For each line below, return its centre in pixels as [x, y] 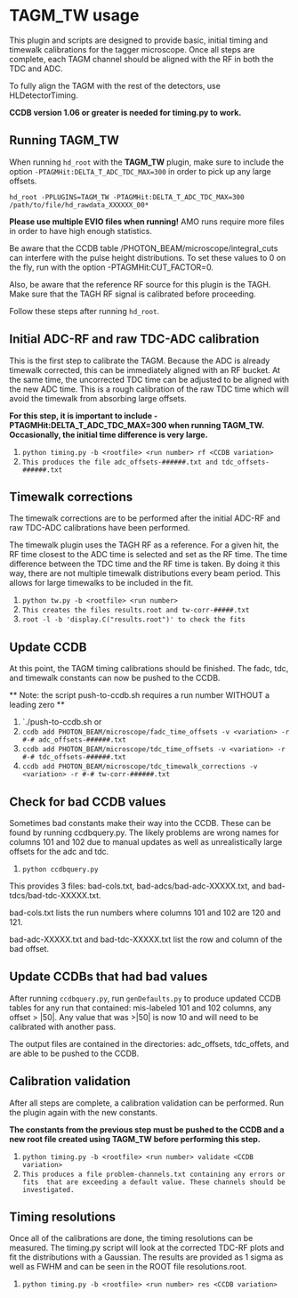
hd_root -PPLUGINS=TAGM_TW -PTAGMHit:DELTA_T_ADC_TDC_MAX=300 [127, 197]
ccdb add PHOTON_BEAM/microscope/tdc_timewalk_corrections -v [140, 767]
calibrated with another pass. [63, 1026]
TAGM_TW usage [74, 16]
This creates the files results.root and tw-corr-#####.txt [136, 611]
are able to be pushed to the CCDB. [74, 1053]
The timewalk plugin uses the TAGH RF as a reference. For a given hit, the [144, 545]
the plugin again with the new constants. [84, 1112]
